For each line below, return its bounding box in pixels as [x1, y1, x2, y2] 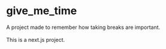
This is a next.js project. [6, 36, 65, 43]
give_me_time [6, 4, 77, 18]
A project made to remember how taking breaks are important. [6, 24, 161, 31]
